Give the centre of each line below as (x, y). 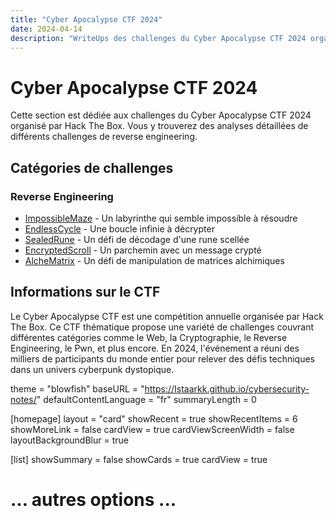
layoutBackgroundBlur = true (69, 440)
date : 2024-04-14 (46, 29)
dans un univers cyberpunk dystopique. (92, 369)
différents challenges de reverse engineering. (104, 137)
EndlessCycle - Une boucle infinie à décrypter (119, 229)
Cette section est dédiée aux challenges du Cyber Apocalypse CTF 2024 (161, 115)
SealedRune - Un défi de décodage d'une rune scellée (137, 239)
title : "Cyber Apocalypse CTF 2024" (86, 19)
